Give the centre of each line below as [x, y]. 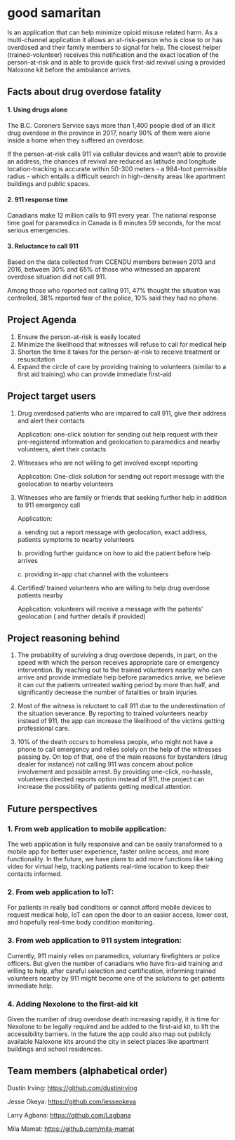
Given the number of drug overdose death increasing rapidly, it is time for [113, 1019]
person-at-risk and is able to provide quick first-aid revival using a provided [116, 62]
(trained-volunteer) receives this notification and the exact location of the [113, 55]
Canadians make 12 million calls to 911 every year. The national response [112, 215]
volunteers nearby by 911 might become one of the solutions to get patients [116, 978]
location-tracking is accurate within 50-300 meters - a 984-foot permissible [117, 168]
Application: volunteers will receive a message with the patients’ [110, 609]
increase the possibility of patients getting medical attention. [105, 787]
